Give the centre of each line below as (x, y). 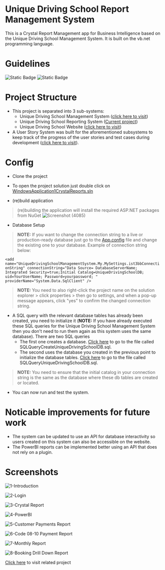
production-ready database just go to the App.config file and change (87, 240)
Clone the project (30, 176)
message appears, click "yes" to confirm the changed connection (84, 300)
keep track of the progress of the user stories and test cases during (81, 137)
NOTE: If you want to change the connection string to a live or (80, 234)
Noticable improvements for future (78, 412)
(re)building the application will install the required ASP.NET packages (88, 210)
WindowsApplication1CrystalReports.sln (53, 191)
